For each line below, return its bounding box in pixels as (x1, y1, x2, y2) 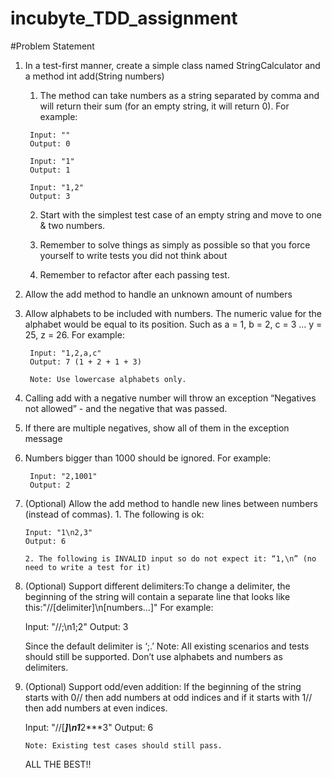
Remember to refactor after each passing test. (39, 268, 230, 281)
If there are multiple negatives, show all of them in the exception (24, 422, 290, 434)
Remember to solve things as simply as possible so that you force (39, 238, 311, 251)
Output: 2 (29, 480, 71, 490)
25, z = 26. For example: (24, 328, 125, 341)
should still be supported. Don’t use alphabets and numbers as (24, 650, 283, 662)
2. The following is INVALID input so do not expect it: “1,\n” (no (24, 553, 317, 564)
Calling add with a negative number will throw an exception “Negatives (24, 392, 317, 404)
